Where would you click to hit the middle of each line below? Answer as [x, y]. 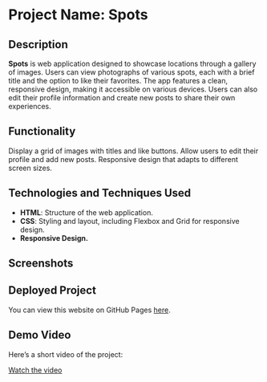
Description [38, 45]
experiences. [30, 106]
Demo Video [40, 335]
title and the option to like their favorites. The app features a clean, [118, 81]
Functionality [42, 131]
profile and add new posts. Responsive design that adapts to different [123, 159]
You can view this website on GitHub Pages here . [89, 310]
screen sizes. [30, 168]
